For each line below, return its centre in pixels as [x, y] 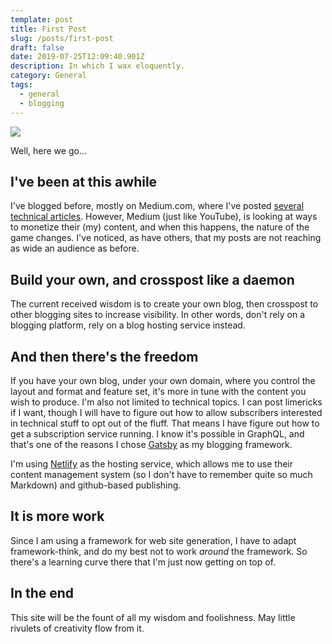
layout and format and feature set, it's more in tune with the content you [158, 391]
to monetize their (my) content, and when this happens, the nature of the [160, 227]
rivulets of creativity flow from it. [77, 628]
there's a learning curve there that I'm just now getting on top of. [143, 562]
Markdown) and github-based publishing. [96, 485]
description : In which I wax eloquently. [98, 66]
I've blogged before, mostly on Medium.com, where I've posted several [157, 206]
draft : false [37, 47]
